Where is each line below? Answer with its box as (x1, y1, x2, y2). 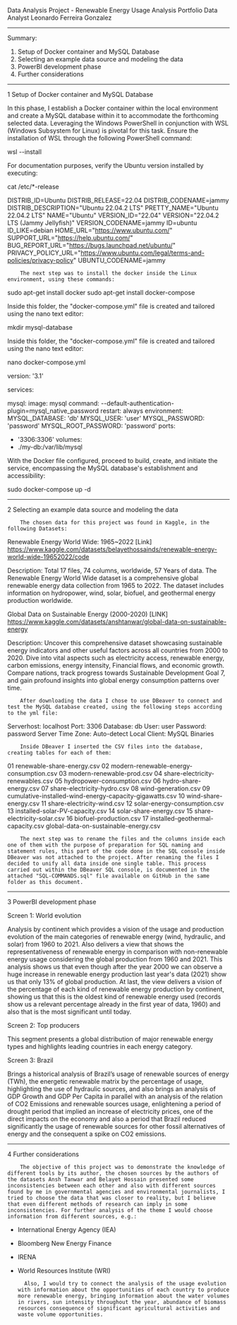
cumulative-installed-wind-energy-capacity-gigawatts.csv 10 (7, 792, 186, 800)
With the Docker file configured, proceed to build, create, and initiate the (7, 457, 218, 464)
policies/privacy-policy (7, 256, 74, 264)
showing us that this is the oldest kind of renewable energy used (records (7, 993, 221, 1001)
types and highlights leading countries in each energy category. (7, 1043, 193, 1050)
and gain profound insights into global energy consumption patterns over (7, 676, 220, 684)
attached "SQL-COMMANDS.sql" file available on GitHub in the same (7, 873, 210, 880)
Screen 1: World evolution (7, 911, 82, 920)
